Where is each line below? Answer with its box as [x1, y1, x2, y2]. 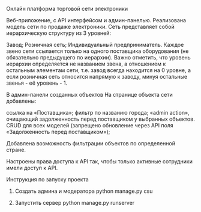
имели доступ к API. [6, 165, 58, 171]
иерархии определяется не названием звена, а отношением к [6, 60, 166, 67]
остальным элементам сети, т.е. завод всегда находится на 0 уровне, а [6, 67, 191, 74]
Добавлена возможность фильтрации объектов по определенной [6, 140, 176, 147]
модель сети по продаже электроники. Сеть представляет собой [6, 23, 175, 30]
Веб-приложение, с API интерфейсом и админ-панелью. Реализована [6, 17, 187, 23]
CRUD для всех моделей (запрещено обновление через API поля [6, 122, 174, 129]
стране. [6, 147, 26, 153]
